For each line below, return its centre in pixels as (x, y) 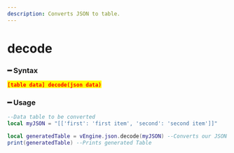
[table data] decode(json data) (54, 85)
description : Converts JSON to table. (64, 14)
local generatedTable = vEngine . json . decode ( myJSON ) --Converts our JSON (117, 137)
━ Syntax (23, 70)
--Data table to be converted (51, 117)
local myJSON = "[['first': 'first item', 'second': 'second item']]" (112, 124)
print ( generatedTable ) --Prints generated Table (80, 143)
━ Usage (22, 102)
